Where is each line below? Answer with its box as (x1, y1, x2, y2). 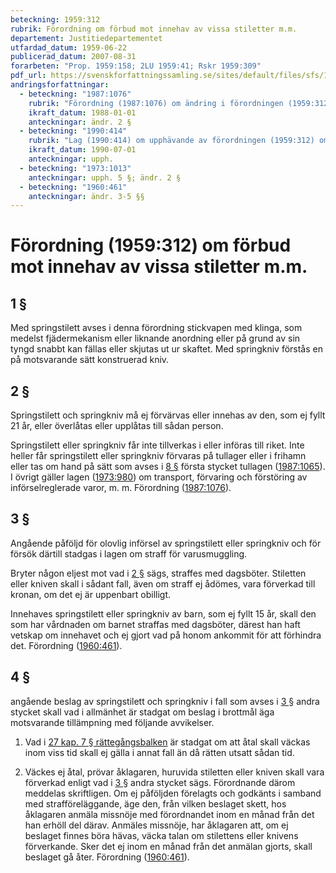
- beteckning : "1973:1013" (19, 163, 132, 173)
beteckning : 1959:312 (10, 14, 101, 25)
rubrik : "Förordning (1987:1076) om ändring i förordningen (28, 98, 284, 108)
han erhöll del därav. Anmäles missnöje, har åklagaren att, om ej (24, 819, 289, 831)
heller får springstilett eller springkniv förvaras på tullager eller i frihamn (10, 450, 307, 462)
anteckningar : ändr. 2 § (28, 117, 132, 127)
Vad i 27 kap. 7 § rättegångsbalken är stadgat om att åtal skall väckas (24, 736, 311, 748)
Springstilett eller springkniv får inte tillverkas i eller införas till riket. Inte (10, 439, 305, 451)
